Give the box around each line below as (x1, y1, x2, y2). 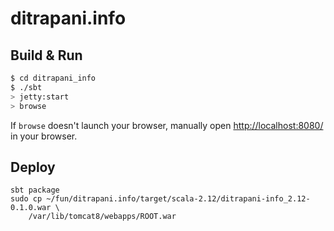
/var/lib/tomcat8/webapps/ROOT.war (28, 212, 177, 222)
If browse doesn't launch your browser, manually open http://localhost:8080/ (10, 119, 324, 131)
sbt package (10, 185, 60, 196)
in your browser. (10, 130, 78, 142)
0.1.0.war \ (10, 203, 60, 213)
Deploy (10, 158, 56, 176)
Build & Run (10, 47, 83, 64)
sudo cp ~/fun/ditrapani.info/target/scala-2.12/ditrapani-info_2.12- (10, 194, 311, 204)
